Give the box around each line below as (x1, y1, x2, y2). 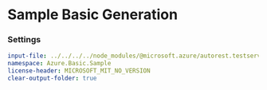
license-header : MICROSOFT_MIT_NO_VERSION (7, 67, 151, 75)
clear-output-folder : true (7, 74, 97, 83)
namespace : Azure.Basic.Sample (7, 60, 112, 68)
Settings (7, 34, 41, 45)
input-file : (7, 52, 47, 61)
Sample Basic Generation (7, 6, 179, 24)
